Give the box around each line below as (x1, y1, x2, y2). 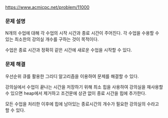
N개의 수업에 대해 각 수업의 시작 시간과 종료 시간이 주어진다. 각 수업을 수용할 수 (5, 30, 159, 36)
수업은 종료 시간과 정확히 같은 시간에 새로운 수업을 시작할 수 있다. (5, 47, 132, 53)
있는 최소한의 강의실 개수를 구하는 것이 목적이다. (5, 36, 99, 42)
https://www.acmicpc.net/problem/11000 (5, 5, 90, 10)
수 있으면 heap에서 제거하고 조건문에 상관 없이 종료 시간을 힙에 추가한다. (5, 90, 146, 96)
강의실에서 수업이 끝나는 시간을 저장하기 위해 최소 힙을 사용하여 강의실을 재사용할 (5, 84, 163, 90)
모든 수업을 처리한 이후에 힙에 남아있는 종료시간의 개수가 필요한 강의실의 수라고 (5, 100, 159, 107)
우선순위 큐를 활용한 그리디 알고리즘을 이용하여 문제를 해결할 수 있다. (5, 73, 139, 79)
